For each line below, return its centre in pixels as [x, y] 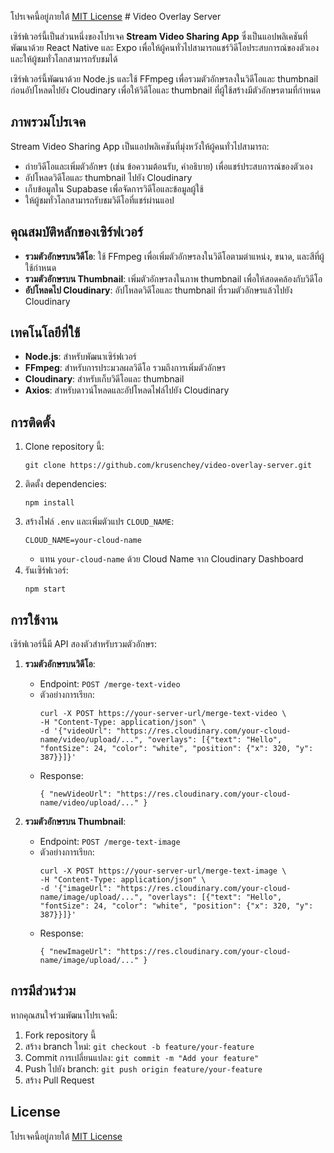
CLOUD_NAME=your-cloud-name [83, 541]
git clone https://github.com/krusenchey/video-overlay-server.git [168, 466]
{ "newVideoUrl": [76, 794]
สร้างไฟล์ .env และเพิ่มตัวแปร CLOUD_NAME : [99, 522]
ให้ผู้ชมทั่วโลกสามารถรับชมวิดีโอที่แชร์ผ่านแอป [99, 200]
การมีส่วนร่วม [43, 991]
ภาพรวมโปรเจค [48, 122]
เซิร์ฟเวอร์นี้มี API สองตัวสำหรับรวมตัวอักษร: [84, 644]
